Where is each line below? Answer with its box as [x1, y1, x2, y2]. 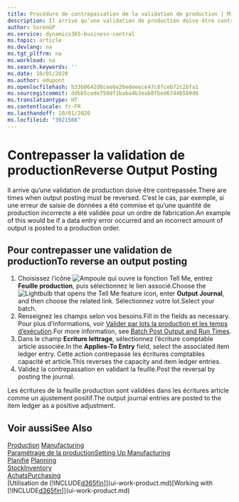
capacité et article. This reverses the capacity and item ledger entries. [17, 357, 222, 366]
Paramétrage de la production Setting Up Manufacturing [7, 449, 171, 457]
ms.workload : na [7, 57, 55, 64]
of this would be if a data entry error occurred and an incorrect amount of [7, 216, 223, 224]
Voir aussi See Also [7, 422, 92, 434]
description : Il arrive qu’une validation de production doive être [7, 17, 215, 24]
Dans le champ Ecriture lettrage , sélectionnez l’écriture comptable [17, 335, 213, 343]
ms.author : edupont [7, 76, 65, 84]
